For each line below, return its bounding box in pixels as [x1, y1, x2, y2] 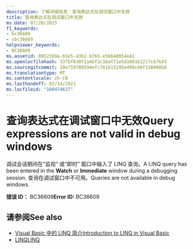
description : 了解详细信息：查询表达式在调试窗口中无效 [6, 8, 130, 15]
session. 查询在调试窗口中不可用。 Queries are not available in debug [6, 174, 175, 181]
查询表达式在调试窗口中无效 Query [6, 114, 174, 128]
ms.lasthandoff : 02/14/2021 [6, 81, 76, 87]
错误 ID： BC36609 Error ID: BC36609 [6, 193, 100, 200]
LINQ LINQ [14, 236, 40, 243]
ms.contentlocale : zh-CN [6, 75, 68, 81]
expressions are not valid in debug [6, 127, 181, 141]
